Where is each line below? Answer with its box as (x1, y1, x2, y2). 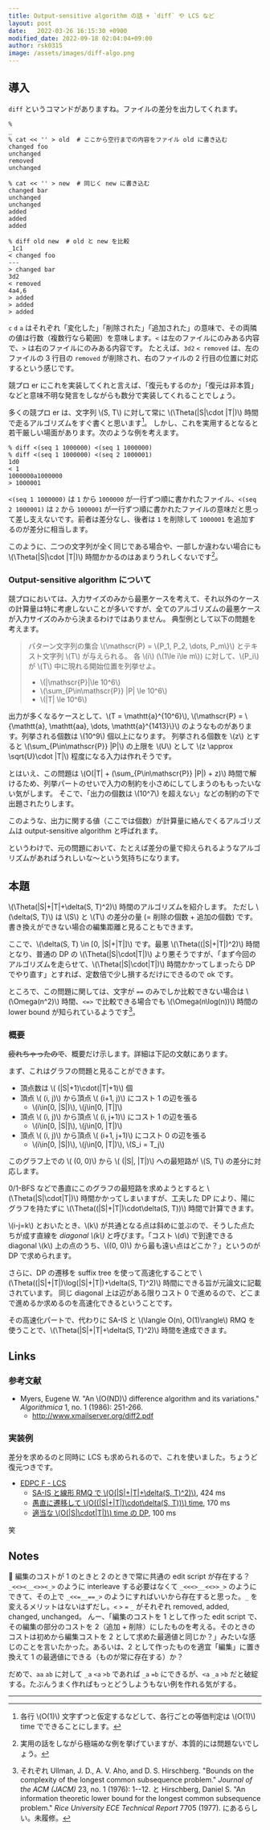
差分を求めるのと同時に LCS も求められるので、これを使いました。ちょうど (8, 1452, 259, 1462)
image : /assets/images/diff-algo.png (8, 49, 135, 57)
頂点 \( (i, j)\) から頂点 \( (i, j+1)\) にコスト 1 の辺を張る (19, 1112, 198, 1122)
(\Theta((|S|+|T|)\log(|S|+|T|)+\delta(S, (8, 1278, 137, 1288)
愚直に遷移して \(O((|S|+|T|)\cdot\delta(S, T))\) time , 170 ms (31, 1498, 231, 1508)
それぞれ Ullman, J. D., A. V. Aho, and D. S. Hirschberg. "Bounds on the (19, 1766, 255, 1775)
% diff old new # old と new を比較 (8, 237, 130, 246)
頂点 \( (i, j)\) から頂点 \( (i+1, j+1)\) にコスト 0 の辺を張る (19, 1131, 207, 1141)
